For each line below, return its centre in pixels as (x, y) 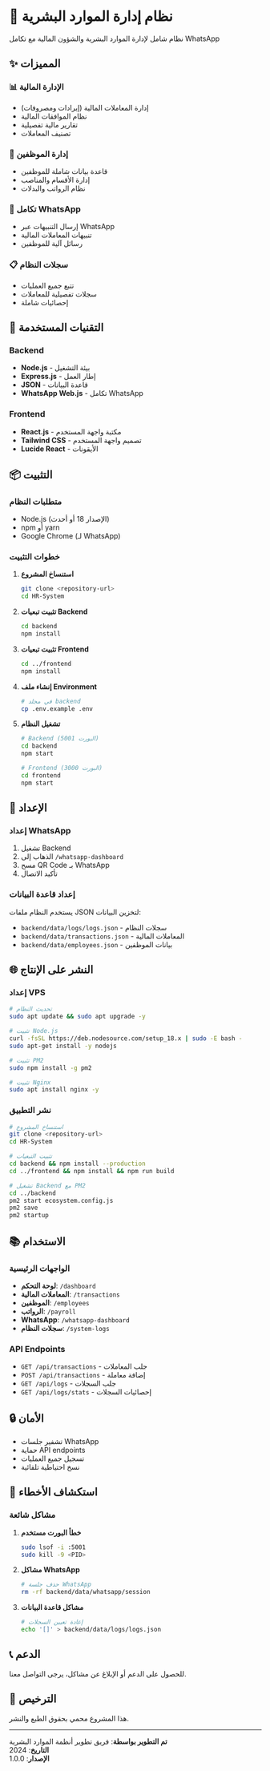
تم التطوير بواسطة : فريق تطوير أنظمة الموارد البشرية (88, 1741)
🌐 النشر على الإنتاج (51, 970)
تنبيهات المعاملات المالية (56, 235)
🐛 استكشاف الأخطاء (54, 1493)
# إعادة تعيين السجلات (52, 1622)
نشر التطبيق (30, 1111)
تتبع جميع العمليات (47, 285)
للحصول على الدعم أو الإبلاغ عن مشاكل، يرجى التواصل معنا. (98, 1673)
